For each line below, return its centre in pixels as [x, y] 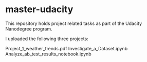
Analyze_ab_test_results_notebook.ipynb [48, 54]
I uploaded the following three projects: [47, 39]
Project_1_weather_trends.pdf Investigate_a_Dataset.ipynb [66, 48]
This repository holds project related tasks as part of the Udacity [74, 23]
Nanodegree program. [29, 28]
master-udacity [39, 9]
